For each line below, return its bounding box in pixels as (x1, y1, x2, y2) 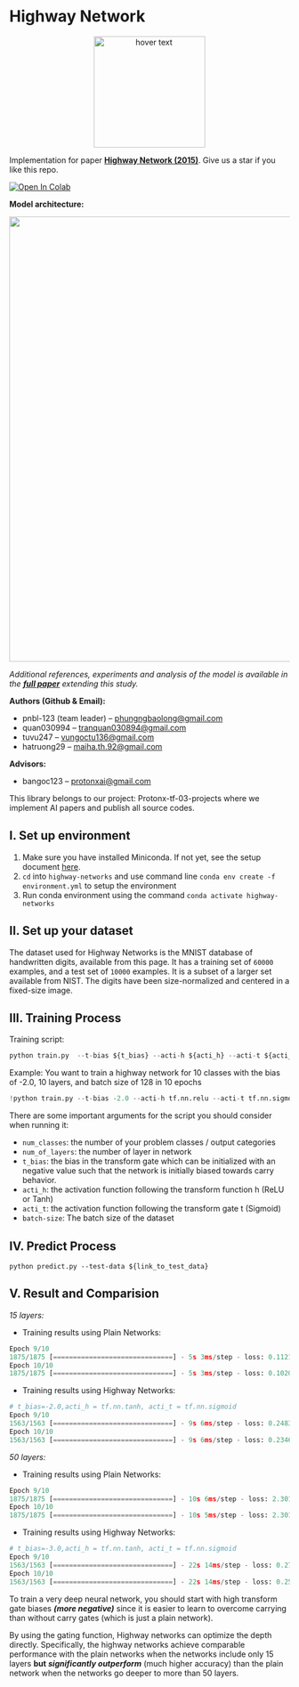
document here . (21, 861, 81, 872)
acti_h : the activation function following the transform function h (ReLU (21, 1184, 285, 1195)
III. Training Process (9, 1010, 122, 1026)
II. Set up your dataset (9, 923, 133, 938)
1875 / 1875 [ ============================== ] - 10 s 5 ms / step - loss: (9, 1511, 269, 1520)
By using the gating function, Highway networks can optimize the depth (9, 1629, 272, 1640)
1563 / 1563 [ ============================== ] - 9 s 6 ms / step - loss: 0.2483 (9, 1419, 293, 1428)
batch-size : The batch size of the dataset (21, 1213, 174, 1223)
